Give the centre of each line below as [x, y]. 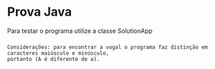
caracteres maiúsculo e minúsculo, [58, 53]
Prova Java [40, 12]
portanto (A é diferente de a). [53, 59]
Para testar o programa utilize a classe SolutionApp [80, 31]
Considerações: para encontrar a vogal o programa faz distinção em [107, 47]
